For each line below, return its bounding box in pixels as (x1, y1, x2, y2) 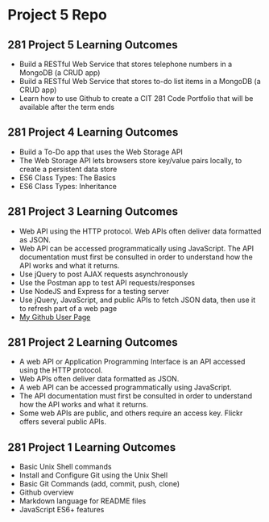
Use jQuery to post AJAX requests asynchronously (19, 269, 188, 279)
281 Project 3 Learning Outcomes (7, 204, 179, 219)
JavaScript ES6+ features (19, 505, 105, 515)
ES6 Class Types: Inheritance (19, 181, 118, 191)
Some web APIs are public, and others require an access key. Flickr (19, 408, 243, 418)
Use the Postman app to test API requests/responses (19, 277, 196, 288)
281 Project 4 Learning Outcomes (7, 125, 179, 139)
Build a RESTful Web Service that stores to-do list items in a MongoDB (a (19, 77, 261, 86)
